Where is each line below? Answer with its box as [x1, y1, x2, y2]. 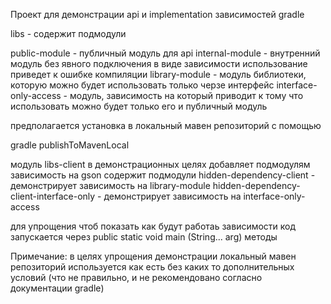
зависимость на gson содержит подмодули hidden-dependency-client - [10, 169, 316, 181]
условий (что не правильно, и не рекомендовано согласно [10, 272, 263, 283]
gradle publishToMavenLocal [10, 139, 130, 151]
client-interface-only [10, 190, 96, 202]
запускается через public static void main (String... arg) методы [10, 231, 278, 243]
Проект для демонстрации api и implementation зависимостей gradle [10, 9, 305, 20]
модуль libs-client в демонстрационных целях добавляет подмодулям [10, 159, 311, 170]
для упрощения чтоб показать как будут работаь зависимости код [10, 220, 297, 232]
